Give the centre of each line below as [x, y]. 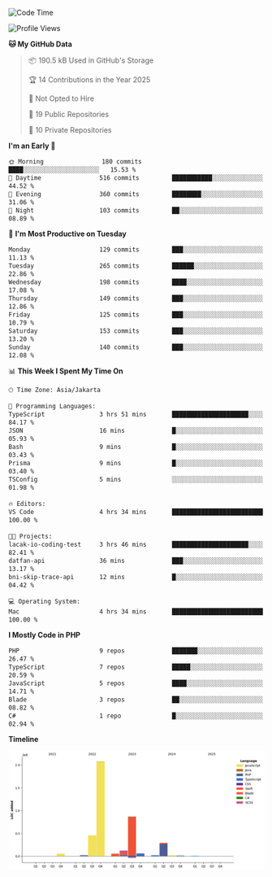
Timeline [24, 739]
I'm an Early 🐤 [32, 146]
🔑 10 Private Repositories [70, 130]
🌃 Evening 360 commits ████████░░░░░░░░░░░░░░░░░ [136, 194]
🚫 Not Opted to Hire [61, 98]
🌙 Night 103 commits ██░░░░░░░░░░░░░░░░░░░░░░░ [136, 211]
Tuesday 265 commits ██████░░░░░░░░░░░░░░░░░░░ [136, 266]
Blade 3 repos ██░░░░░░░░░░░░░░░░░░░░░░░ [136, 700]
